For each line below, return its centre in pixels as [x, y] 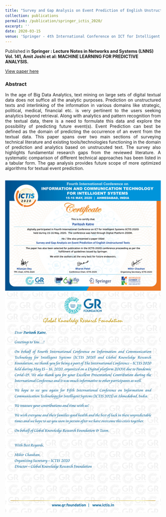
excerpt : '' [17, 26]
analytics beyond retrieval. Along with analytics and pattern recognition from [83, 116]
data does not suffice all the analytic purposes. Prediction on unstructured [83, 100]
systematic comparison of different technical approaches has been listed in [83, 158]
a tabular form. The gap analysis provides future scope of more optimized [83, 163]
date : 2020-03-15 [23, 31]
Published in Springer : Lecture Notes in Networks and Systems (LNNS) [80, 51]
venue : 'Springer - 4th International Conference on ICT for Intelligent [83, 37]
